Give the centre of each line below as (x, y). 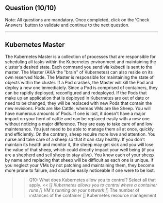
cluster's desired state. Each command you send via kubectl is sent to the (79, 67)
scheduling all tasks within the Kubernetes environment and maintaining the (81, 62)
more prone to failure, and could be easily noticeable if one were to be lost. (80, 170)
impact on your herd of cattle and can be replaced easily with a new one (77, 118)
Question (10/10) (31, 8)
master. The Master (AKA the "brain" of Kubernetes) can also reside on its (79, 72)
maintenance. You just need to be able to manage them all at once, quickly (79, 129)
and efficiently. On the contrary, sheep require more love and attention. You (80, 134)
